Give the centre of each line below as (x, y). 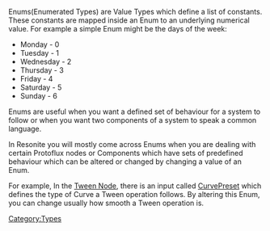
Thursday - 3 (42, 70)
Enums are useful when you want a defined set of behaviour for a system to (135, 111)
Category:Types (35, 218)
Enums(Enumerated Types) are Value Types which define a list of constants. (135, 12)
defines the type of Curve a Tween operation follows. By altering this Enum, (134, 194)
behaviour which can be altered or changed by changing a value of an (125, 162)
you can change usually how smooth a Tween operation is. (106, 203)
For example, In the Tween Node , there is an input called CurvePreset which (135, 186)
